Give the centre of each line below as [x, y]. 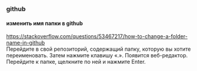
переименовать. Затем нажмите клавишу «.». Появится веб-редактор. [97, 55]
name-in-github [25, 43]
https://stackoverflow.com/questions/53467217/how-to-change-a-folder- [97, 36]
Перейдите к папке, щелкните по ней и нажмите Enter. [76, 62]
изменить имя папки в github [45, 23]
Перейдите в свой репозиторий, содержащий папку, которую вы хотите [99, 49]
